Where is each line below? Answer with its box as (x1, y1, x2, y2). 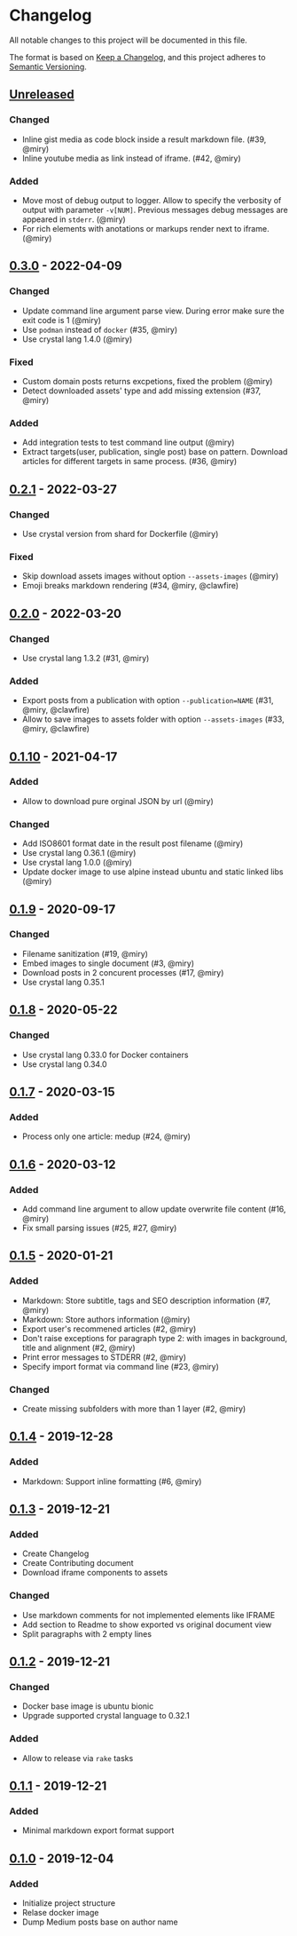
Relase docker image (21, 1907, 99, 1917)
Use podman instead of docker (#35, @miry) (21, 324, 178, 335)
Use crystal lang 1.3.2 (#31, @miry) (21, 652, 150, 663)
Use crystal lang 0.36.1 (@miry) (21, 848, 137, 858)
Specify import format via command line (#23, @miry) (21, 1361, 220, 1371)
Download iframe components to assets (21, 1568, 168, 1578)
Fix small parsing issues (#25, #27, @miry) (21, 1222, 177, 1233)
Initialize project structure (21, 1897, 116, 1908)
